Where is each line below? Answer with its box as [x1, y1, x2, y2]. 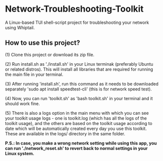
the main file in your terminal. [5, 72, 64, 77]
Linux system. [5, 150, 35, 156]
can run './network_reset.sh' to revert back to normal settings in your [5, 145, 148, 151]
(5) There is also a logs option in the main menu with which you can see [5, 110, 149, 116]
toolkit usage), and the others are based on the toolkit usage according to [5, 120, 152, 126]
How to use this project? [5, 39, 80, 47]
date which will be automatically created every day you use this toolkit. [5, 125, 147, 131]
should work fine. [5, 101, 40, 107]
